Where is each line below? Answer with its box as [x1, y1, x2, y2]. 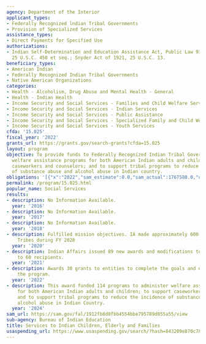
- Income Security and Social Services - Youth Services [6, 123, 155, 129]
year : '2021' [12, 260, 45, 266]
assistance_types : [6, 32, 53, 38]
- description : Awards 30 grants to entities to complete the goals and [6, 266, 196, 272]
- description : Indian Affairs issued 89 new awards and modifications [6, 248, 193, 254]
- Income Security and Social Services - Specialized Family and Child [6, 117, 193, 123]
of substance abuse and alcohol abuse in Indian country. [12, 169, 164, 175]
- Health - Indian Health [6, 94, 72, 101]
